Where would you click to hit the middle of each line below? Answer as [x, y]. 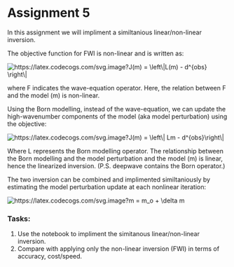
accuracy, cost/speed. [50, 256]
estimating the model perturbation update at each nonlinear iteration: [107, 186]
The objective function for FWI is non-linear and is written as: [96, 53]
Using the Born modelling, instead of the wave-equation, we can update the [117, 109]
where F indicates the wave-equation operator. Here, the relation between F [117, 88]
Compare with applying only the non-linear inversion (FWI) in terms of [118, 249]
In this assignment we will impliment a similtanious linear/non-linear [104, 32]
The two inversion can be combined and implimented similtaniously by [109, 179]
